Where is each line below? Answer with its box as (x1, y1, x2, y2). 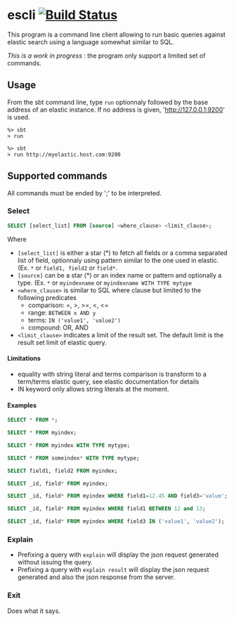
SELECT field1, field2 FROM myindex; (7, 467, 118, 474)
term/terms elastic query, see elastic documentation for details (17, 377, 200, 386)
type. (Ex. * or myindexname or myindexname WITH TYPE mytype (17, 278, 192, 287)
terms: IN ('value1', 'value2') (27, 316, 121, 324)
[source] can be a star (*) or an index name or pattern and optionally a (17, 271, 222, 279)
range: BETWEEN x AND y (27, 308, 96, 316)
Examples (7, 401, 37, 409)
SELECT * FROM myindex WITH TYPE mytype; (7, 441, 131, 449)
